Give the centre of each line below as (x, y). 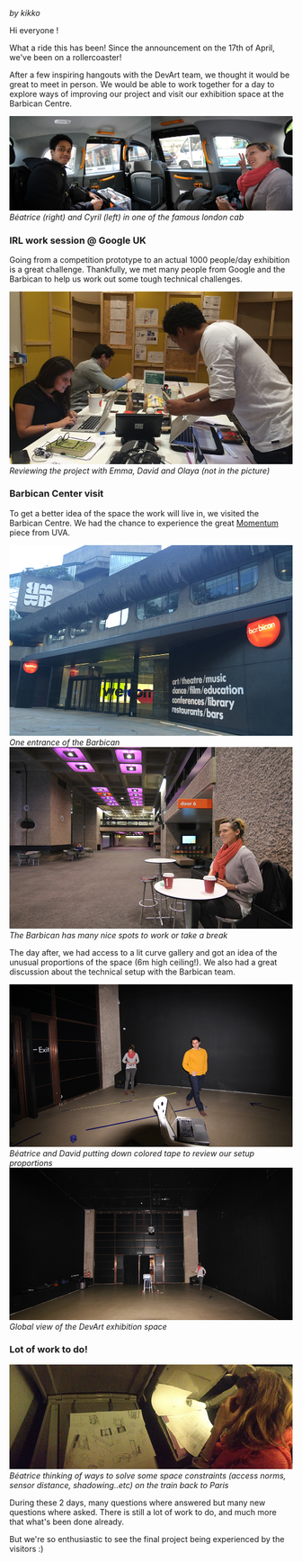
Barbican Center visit (57, 494)
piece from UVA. (40, 532)
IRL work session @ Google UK (78, 240)
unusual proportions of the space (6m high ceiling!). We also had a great (143, 962)
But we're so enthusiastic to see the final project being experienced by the (147, 1540)
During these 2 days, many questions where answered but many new (138, 1503)
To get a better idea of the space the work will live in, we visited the (134, 513)
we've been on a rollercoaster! (66, 57)
